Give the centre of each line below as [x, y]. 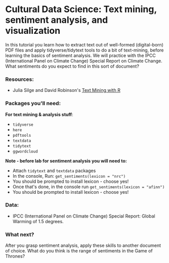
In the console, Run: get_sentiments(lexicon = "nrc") [69, 176]
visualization [33, 31]
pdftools [22, 135]
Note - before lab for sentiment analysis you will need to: [66, 161]
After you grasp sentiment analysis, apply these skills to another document [83, 245]
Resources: [19, 79]
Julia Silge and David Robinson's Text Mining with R [66, 90]
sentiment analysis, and [57, 20]
